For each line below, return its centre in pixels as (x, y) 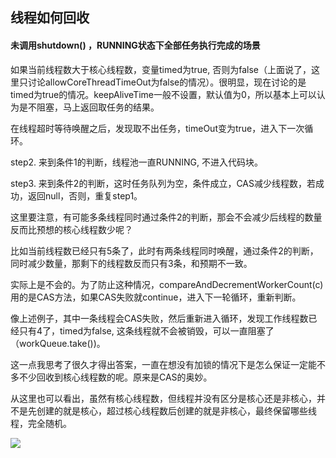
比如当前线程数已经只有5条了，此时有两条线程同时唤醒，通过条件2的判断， (164, 250)
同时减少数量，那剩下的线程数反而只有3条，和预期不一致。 (131, 263)
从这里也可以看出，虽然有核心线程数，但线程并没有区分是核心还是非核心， (163, 398)
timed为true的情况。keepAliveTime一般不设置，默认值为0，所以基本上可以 (163, 94)
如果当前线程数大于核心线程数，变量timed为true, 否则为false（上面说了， (161, 69)
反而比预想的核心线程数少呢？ (71, 229)
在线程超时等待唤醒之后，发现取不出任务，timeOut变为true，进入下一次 (157, 128)
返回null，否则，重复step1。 (85, 195)
